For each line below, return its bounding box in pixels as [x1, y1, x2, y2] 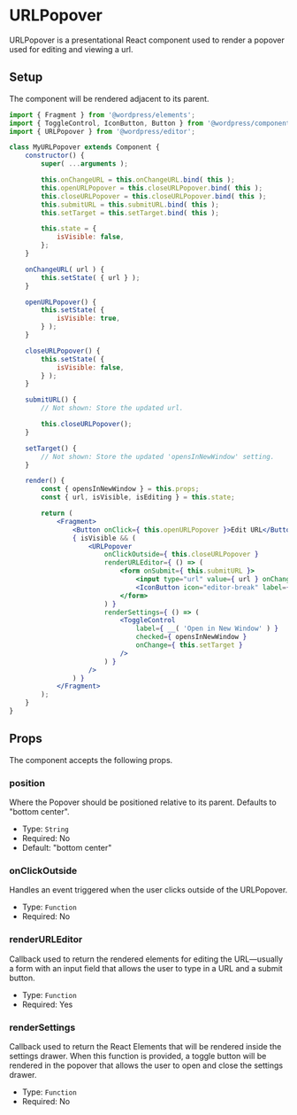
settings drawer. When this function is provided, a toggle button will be [9, 1050, 267, 1061]
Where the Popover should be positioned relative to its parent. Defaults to [9, 797, 277, 807]
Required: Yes [21, 999, 73, 1010]
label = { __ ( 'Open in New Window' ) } [135, 624, 278, 634]
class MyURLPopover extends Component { [9, 143, 161, 152]
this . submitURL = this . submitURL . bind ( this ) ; [41, 200, 219, 209]
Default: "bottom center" [21, 842, 112, 853]
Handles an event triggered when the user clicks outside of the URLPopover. [9, 885, 288, 895]
